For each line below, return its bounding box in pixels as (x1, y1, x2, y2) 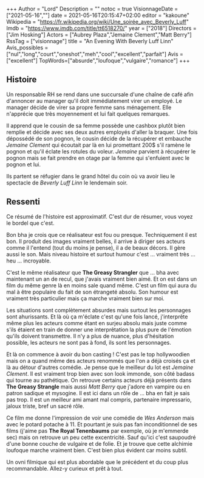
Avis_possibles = (6, 44, 49, 51)
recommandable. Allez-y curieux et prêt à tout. (6, 465, 123, 472)
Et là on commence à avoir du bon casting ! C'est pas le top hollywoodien (6, 350, 190, 358)
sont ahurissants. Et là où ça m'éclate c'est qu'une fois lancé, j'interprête (6, 313, 188, 320)
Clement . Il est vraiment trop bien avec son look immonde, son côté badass (6, 370, 195, 377)
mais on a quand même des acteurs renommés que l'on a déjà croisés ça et (6, 357, 195, 364)
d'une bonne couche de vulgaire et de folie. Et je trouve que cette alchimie (6, 440, 193, 447)
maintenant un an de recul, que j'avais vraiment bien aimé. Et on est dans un (6, 275, 197, 283)
